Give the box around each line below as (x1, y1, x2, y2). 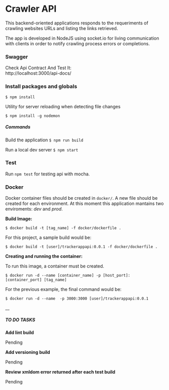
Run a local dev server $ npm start (5, 146, 79, 153)
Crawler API (5, 3, 57, 15)
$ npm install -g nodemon (5, 113, 60, 118)
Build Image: (5, 216, 32, 222)
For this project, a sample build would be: (5, 234, 92, 241)
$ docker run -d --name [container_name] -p (5, 273, 101, 278)
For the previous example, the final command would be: (5, 286, 122, 292)
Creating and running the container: (5, 253, 83, 259)
